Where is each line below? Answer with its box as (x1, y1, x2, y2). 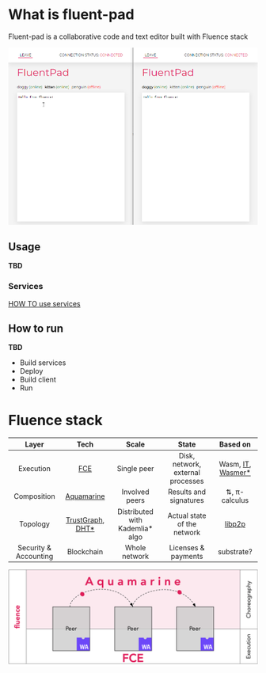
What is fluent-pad (8, 6, 135, 24)
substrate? (217, 547, 253, 557)
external (173, 468, 200, 477)
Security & (17, 542, 51, 552)
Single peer (116, 463, 154, 473)
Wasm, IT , (218, 459, 252, 469)
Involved (121, 487, 150, 496)
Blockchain (66, 547, 104, 557)
